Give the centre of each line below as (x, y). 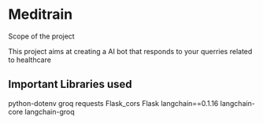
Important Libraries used (70, 84)
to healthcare (30, 60)
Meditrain (41, 15)
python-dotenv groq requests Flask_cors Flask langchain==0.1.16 (113, 103)
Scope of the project (41, 36)
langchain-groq (50, 111)
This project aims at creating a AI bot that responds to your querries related (130, 51)
